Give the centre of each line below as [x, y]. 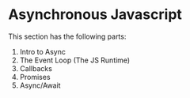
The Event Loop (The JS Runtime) [75, 60]
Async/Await [40, 85]
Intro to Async [42, 51]
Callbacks [36, 68]
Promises [35, 77]
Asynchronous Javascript [95, 15]
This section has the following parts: [67, 36]
